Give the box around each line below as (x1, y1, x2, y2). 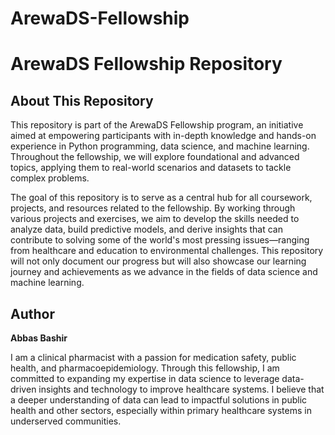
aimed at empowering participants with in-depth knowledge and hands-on (10, 130, 317, 142)
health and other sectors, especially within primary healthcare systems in (10, 405, 312, 416)
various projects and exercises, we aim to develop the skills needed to (10, 213, 300, 225)
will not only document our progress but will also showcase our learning (10, 255, 307, 267)
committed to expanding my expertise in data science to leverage (10, 373, 280, 384)
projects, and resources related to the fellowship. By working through (10, 202, 296, 214)
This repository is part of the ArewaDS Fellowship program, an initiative (10, 119, 304, 131)
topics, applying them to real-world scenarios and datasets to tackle (10, 162, 292, 174)
